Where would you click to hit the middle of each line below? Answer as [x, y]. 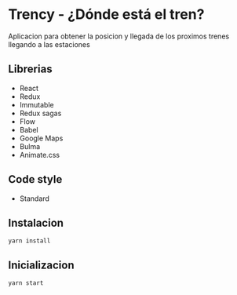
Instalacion [36, 222]
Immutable [36, 104]
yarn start [26, 283]
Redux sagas [40, 113]
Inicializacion [41, 265]
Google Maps [41, 138]
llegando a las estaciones [49, 44]
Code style [35, 179]
